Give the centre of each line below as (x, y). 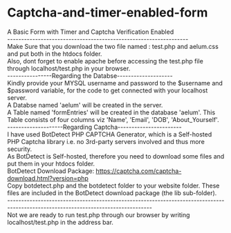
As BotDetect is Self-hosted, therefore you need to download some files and (116, 156)
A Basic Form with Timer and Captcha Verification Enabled (91, 32)
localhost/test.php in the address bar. (61, 222)
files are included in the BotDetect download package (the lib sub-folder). (112, 193)
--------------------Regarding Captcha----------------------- (94, 127)
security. (20, 149)
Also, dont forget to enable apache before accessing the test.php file (105, 61)
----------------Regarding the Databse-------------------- (90, 75)
